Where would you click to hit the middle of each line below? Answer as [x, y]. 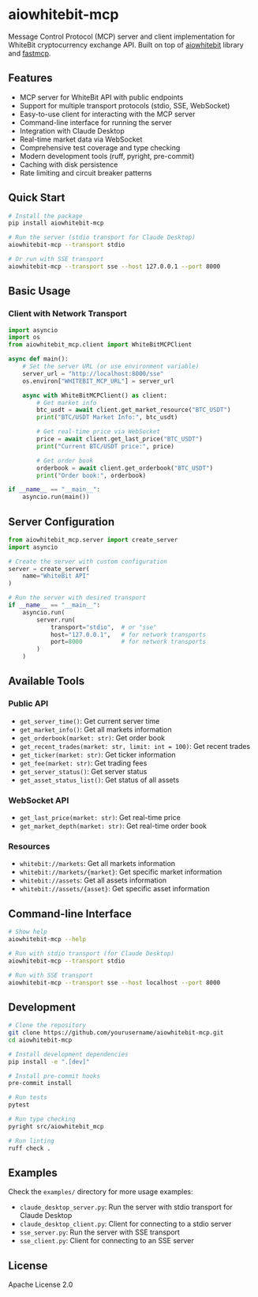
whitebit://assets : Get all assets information [93, 880]
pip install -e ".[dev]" [49, 1061]
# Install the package [45, 216]
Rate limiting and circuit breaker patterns [86, 172]
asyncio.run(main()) [56, 497]
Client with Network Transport [68, 314]
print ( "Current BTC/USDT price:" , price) [106, 446]
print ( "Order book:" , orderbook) [92, 475]
